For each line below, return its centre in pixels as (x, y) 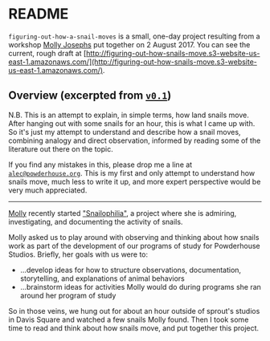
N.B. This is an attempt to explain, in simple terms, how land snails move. (129, 115)
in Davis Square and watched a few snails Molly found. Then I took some (129, 319)
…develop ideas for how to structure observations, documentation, (131, 270)
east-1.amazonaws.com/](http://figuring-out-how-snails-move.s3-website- (133, 62)
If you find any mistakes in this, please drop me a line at (100, 164)
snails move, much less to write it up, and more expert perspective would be (135, 181)
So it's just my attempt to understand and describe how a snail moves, (125, 132)
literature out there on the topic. (61, 148)
